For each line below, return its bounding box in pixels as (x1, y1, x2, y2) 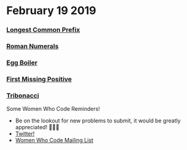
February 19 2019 (6, 4, 97, 18)
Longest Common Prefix (6, 26, 80, 34)
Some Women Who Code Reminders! (6, 105, 100, 113)
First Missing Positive (6, 75, 72, 83)
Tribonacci (6, 91, 39, 100)
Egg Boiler (6, 58, 38, 67)
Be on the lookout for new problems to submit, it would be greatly (15, 117, 181, 124)
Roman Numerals (6, 42, 59, 51)
